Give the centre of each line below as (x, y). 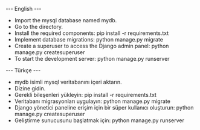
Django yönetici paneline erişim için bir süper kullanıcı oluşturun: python (104, 107)
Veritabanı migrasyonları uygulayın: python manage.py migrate (92, 101)
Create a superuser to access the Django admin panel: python (92, 46)
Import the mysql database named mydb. (66, 20)
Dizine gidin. (30, 88)
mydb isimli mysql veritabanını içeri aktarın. (68, 82)
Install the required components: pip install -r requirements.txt (92, 33)
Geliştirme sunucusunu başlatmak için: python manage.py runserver (99, 120)
